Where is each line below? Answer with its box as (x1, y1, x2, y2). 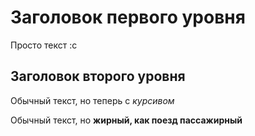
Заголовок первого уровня (10, 6, 246, 29)
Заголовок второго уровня (10, 68, 186, 85)
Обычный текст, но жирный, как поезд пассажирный (10, 114, 243, 126)
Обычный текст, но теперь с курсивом (10, 94, 175, 106)
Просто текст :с (10, 39, 78, 51)
